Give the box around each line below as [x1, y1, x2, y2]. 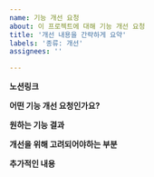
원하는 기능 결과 [9, 120, 65, 131]
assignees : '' [9, 47, 63, 56]
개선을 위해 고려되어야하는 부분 [9, 139, 118, 150]
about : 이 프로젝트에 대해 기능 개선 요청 [9, 22, 146, 31]
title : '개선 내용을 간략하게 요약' [9, 30, 127, 39]
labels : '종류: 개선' [9, 38, 83, 48]
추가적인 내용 [9, 158, 56, 169]
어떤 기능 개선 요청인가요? [9, 101, 101, 112]
